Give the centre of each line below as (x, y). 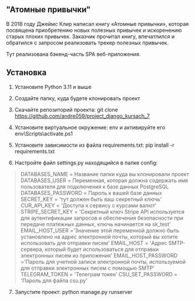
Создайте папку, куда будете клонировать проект (77, 98)
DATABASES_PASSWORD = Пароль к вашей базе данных (91, 193)
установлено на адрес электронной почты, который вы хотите (99, 236)
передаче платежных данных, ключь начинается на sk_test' (96, 224)
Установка (26, 73)
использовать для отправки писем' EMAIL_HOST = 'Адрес (94, 243)
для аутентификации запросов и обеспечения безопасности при (102, 218)
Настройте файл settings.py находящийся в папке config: (86, 163)
